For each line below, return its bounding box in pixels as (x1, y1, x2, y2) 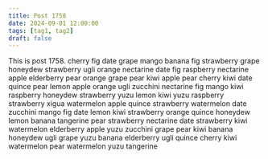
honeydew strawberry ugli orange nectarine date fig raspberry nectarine (8, 65, 249, 75)
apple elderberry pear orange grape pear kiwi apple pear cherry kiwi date (8, 73, 253, 83)
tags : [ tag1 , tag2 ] (8, 26, 74, 35)
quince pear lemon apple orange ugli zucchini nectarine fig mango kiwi (8, 82, 244, 92)
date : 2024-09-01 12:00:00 (8, 19, 99, 27)
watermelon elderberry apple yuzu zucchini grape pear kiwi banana (8, 124, 233, 134)
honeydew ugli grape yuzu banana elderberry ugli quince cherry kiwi (8, 133, 237, 143)
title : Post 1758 (8, 11, 67, 20)
